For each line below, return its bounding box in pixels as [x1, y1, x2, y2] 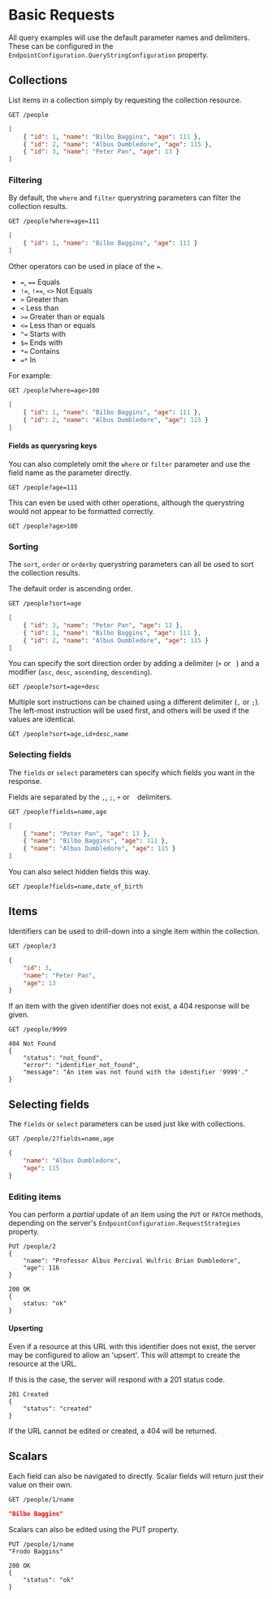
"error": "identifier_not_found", [23, 1061, 140, 1070]
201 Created [8, 1391, 49, 1399]
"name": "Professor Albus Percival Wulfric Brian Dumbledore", [23, 1257, 242, 1265]
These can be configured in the [8, 41, 114, 50]
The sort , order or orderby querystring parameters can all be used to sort [8, 560, 254, 569]
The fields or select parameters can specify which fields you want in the [8, 767, 256, 778]
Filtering [8, 175, 42, 186]
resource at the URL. [8, 1359, 78, 1369]
